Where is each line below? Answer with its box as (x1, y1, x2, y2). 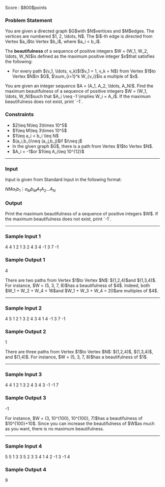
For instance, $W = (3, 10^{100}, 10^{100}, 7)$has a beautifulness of (5, 415, 143, 421)
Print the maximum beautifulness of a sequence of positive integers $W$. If (5, 210, 158, 216)
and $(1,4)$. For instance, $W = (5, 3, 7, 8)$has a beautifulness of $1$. (5, 354, 148, 360)
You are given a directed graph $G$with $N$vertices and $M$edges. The (5, 28, 155, 34)
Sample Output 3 (5, 394, 47, 401)
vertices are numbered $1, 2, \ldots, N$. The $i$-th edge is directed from (5, 34, 153, 39)
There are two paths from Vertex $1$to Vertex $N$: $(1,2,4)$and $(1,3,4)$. (5, 277, 157, 283)
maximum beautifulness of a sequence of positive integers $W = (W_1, (5, 88, 148, 94)
